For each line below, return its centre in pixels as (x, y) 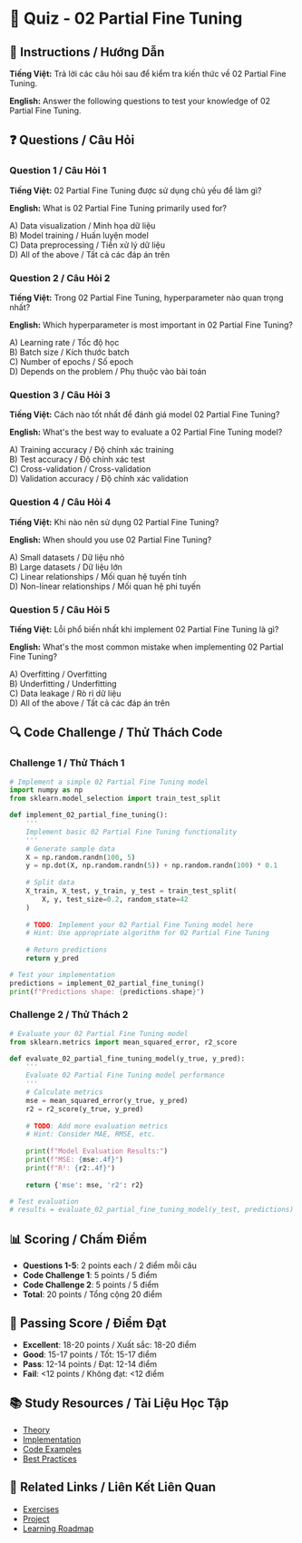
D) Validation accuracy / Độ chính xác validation (99, 479)
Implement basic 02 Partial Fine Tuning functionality (132, 832)
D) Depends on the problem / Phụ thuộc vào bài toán (108, 371)
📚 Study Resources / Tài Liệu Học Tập (119, 1404)
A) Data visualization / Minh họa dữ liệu (83, 225)
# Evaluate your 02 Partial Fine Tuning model (99, 1033)
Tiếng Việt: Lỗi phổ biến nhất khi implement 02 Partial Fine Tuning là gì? (144, 629)
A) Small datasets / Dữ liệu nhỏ (67, 557)
